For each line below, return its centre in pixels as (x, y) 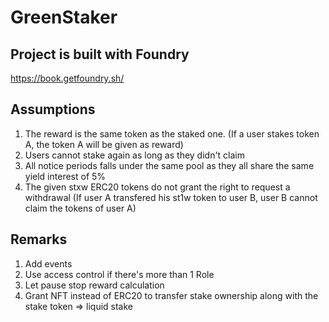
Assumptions (53, 109)
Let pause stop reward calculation (94, 285)
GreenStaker (64, 17)
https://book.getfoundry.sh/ (67, 78)
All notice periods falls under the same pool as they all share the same (169, 165)
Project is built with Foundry (100, 54)
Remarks (39, 239)
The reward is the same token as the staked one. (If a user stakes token (172, 133)
